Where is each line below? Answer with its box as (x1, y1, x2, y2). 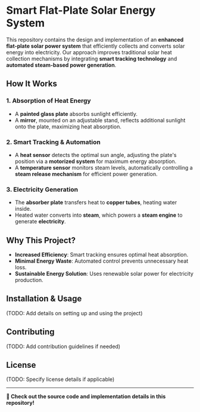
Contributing (6, 327, 55, 337)
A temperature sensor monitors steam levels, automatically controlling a (14, 164, 193, 171)
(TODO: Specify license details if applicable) (6, 376, 115, 383)
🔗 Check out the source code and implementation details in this (6, 393, 166, 400)
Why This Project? (6, 235, 76, 245)
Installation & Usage (6, 294, 82, 304)
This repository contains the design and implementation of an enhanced (6, 36, 184, 43)
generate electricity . (14, 218, 66, 225)
